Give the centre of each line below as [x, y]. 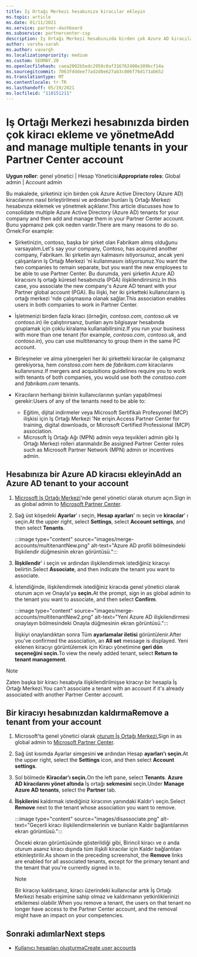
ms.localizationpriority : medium [47, 55]
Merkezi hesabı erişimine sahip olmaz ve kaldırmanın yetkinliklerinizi [97, 897]
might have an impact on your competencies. [69, 915]
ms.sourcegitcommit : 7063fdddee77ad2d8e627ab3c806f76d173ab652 [85, 72]
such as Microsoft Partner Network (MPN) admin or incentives [98, 450]
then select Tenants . [40, 528]
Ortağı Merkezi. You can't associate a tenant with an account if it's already [95, 688]
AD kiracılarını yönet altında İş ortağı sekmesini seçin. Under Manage [99, 784]
